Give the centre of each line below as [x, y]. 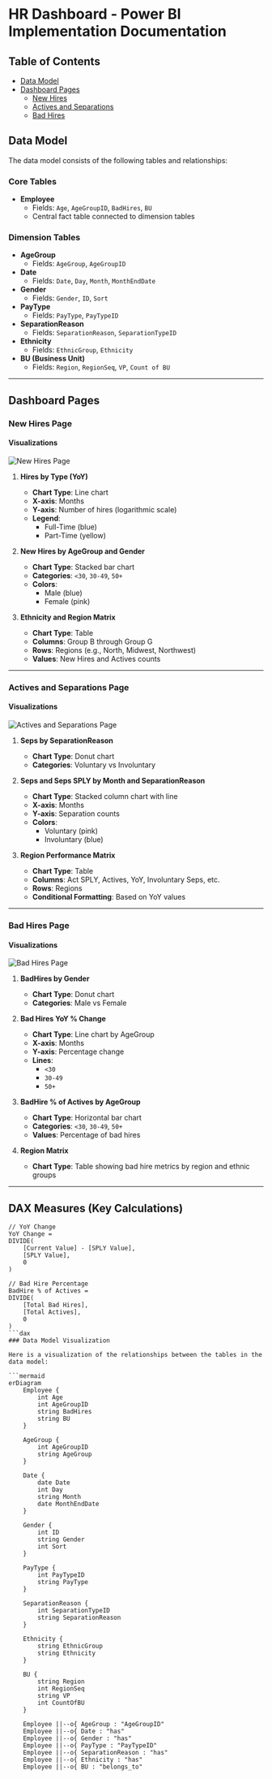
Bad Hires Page [39, 925]
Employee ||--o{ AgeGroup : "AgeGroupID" [93, 1724]
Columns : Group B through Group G [92, 641]
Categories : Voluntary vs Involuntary [94, 765]
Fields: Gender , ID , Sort [70, 298]
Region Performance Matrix [68, 855]
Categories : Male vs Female [79, 1003]
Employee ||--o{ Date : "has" [74, 1731]
